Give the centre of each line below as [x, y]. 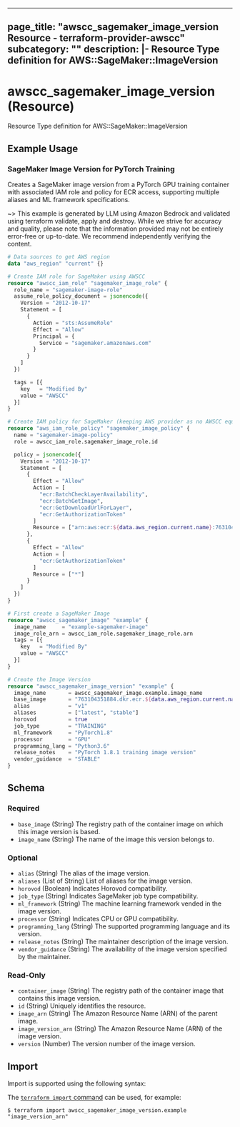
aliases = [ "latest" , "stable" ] [76, 713]
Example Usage [43, 148]
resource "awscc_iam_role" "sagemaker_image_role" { [87, 283]
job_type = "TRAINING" [60, 726]
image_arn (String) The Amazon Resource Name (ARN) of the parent [117, 1013]
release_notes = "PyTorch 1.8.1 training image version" [105, 753]
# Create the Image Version [49, 679]
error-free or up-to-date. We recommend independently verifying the [109, 236]
